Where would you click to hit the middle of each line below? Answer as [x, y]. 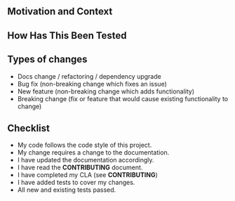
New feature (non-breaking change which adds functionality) [106, 91]
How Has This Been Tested [67, 35]
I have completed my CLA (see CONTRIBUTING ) [87, 175]
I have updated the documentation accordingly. [86, 160]
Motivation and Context [60, 12]
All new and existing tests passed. [67, 190]
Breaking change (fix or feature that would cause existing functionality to [123, 98]
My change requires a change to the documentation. [93, 153]
